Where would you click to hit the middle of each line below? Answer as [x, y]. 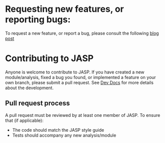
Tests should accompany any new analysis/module [64, 135]
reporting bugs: [38, 19]
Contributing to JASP [49, 58]
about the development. [29, 88]
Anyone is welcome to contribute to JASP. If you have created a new [75, 72]
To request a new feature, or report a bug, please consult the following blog [82, 33]
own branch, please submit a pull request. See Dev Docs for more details [80, 82]
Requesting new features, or [65, 9]
